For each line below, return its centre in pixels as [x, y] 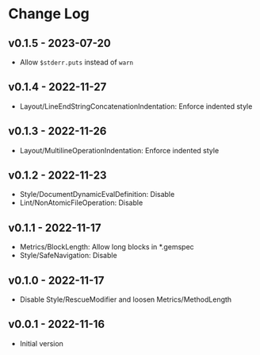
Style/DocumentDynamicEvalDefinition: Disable [97, 195]
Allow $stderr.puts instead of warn [76, 62]
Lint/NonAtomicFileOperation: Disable [81, 203]
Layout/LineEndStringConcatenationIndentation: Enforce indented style [136, 106]
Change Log [49, 14]
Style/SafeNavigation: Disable [68, 256]
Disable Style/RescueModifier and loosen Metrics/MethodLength [126, 299]
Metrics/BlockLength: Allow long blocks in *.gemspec [107, 247]
